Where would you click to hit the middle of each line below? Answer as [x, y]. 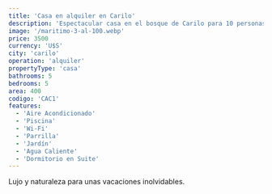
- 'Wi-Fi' [32, 129]
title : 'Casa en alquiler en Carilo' [72, 16]
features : [25, 106]
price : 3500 [28, 38]
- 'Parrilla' [38, 136]
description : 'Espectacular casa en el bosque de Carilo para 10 [121, 23]
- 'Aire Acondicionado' [55, 114]
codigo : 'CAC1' [34, 99]
